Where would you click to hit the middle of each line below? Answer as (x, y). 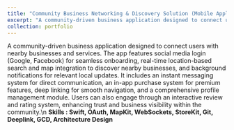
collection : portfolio (40, 26)
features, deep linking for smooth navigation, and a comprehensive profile (113, 90)
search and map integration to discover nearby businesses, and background (117, 68)
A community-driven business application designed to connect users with (113, 46)
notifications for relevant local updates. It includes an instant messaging (110, 75)
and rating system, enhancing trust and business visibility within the (104, 105)
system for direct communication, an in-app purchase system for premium (114, 83)
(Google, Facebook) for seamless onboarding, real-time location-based (110, 61)
